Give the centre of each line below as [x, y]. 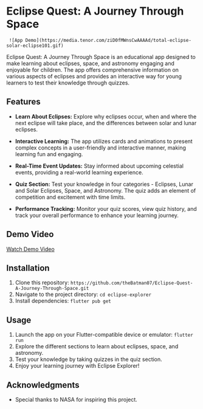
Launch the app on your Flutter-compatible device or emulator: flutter [104, 335]
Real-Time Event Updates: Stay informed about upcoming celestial [99, 166]
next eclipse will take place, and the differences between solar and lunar [106, 123]
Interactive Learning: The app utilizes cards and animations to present [104, 141]
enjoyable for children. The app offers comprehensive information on [93, 70]
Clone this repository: [42, 283]
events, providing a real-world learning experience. [79, 172]
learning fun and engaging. [49, 154]
